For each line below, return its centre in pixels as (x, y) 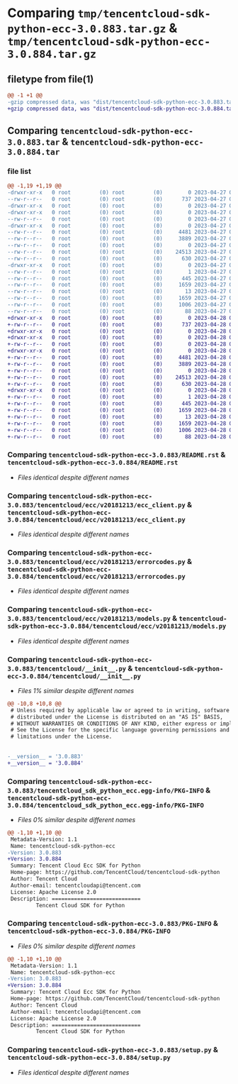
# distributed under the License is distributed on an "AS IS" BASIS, (117, 717)
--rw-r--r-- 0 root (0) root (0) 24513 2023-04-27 (117, 252)
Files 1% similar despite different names (76, 690)
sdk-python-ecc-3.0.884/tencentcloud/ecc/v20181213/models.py (117, 626)
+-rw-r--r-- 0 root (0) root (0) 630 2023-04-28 (117, 384)
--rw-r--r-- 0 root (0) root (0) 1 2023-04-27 (117, 272)
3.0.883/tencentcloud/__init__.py (67, 669)
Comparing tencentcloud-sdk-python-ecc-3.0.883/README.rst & (117, 455)
